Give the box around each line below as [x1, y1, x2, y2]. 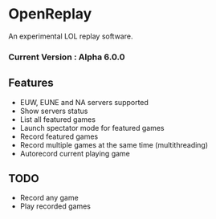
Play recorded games [19, 201, 91, 211]
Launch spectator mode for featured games [19, 123, 165, 132]
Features [8, 76, 54, 90]
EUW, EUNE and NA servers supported [19, 97, 149, 107]
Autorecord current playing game [19, 148, 131, 158]
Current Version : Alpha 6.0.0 [8, 51, 125, 63]
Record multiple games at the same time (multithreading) [19, 140, 209, 149]
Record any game [19, 193, 79, 203]
